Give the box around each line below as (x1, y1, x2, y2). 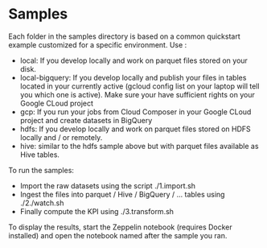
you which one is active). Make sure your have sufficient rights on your (19, 89, 256, 99)
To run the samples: (8, 165, 75, 175)
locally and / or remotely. (19, 132, 103, 142)
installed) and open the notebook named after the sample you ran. (8, 230, 228, 240)
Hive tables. (19, 150, 60, 159)
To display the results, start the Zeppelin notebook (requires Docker (8, 222, 233, 232)
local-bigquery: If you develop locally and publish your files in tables (19, 72, 247, 82)
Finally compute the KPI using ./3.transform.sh (19, 206, 175, 216)
